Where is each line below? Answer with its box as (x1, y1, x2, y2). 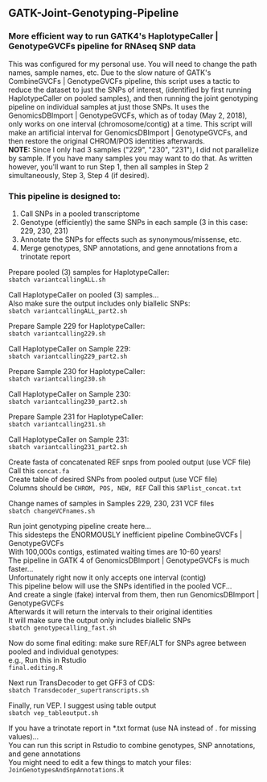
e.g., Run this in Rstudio (8, 655, 87, 664)
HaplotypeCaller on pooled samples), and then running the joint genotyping (8, 93, 259, 103)
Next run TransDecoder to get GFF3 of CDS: (8, 677, 155, 688)
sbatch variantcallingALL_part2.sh (8, 306, 128, 315)
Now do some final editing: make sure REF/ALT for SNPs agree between (8, 638, 247, 647)
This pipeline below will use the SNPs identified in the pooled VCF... (8, 580, 232, 591)
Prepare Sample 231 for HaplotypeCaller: (8, 411, 144, 422)
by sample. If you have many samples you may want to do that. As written (8, 153, 253, 163)
